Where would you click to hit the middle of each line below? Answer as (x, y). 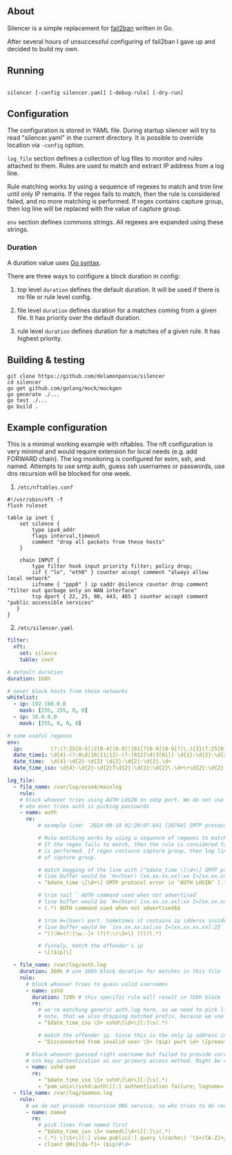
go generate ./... (33, 394)
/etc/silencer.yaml (45, 628)
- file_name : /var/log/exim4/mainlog (68, 787)
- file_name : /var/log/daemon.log (63, 1093)
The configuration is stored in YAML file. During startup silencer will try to (112, 130)
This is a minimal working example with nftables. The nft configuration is (110, 444)
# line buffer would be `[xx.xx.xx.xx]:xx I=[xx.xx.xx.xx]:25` (131, 927)
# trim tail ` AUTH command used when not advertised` (118, 895)
